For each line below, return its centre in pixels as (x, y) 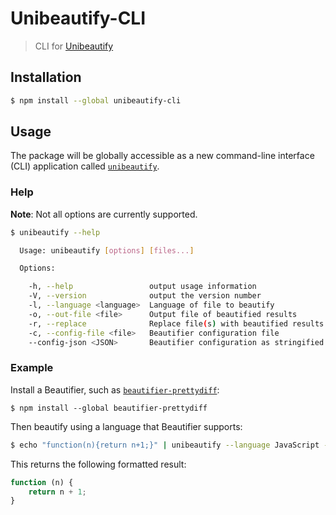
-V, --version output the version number (145, 296)
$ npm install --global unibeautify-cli (96, 100)
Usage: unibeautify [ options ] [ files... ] (107, 250)
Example (32, 368)
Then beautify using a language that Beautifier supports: (126, 426)
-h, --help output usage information (142, 287)
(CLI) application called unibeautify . (85, 166)
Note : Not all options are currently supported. (104, 214)
